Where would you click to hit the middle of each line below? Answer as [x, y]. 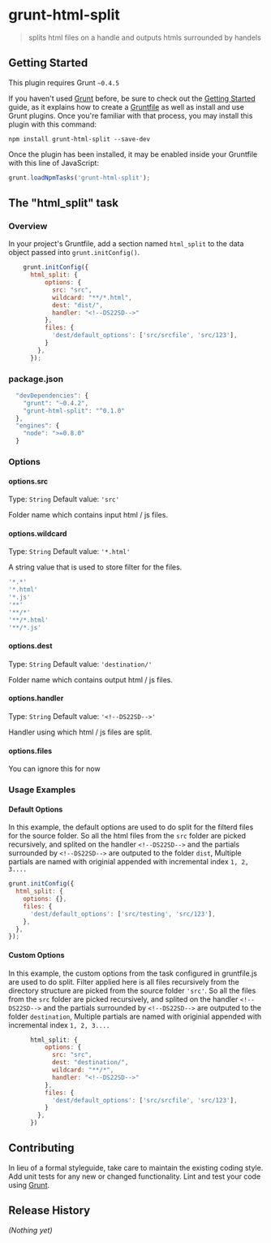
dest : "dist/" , [77, 305]
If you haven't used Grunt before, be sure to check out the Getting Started [132, 98]
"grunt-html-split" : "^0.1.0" [74, 411]
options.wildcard [38, 533]
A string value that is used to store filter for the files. [95, 567]
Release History [49, 1211]
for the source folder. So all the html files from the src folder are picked [127, 836]
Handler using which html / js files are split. [80, 732]
